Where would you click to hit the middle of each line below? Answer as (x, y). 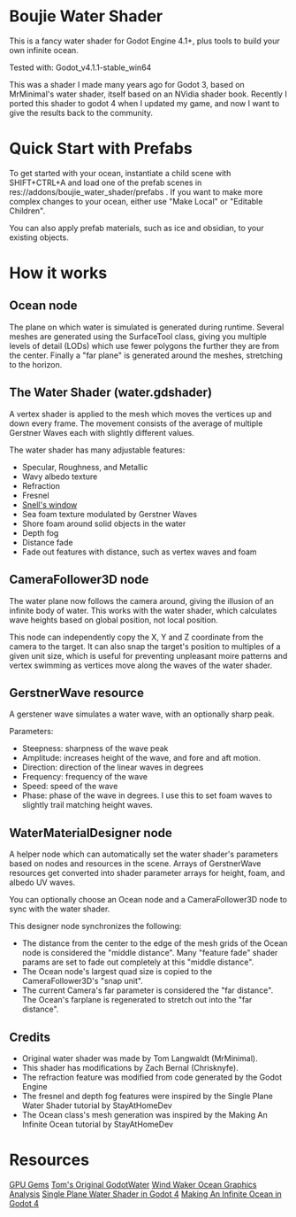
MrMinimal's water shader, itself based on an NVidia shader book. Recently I (148, 94)
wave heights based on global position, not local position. (114, 620)
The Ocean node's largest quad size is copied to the (117, 972)
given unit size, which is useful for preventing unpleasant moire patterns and (148, 655)
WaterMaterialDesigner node (91, 833)
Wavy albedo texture (60, 477)
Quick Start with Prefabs (101, 149)
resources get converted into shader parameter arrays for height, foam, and (147, 873)
